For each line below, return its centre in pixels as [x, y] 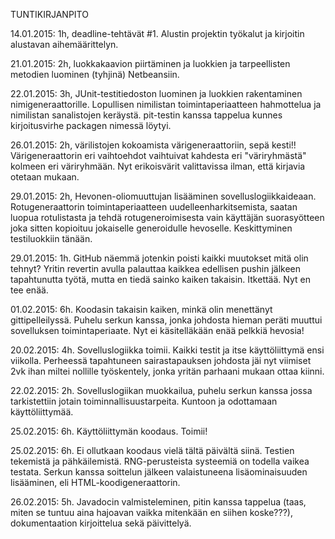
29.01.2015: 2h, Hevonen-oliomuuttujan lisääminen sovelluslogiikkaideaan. [163, 196]
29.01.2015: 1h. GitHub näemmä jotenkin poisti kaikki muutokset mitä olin [159, 258]
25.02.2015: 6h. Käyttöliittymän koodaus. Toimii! [109, 431]
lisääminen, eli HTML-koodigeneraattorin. [95, 482]
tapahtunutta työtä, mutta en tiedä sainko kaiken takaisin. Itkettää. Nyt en [160, 279]
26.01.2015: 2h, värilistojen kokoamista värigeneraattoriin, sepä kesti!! [153, 145]
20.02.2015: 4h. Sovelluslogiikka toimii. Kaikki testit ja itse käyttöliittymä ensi [167, 350]
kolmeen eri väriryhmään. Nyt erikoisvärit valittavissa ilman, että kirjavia [158, 166]
